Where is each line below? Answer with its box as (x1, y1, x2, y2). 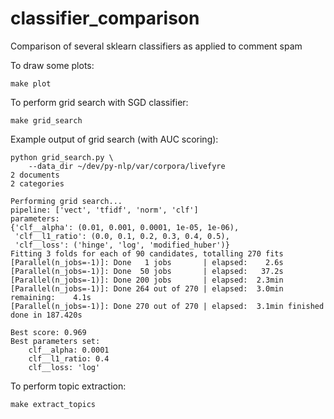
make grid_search (10, 115, 83, 126)
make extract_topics (10, 399, 97, 409)
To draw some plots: (10, 59, 95, 71)
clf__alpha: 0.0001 (28, 345, 110, 355)
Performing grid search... (10, 196, 123, 206)
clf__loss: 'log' (28, 362, 101, 372)
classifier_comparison (10, 7, 200, 30)
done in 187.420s (10, 310, 83, 320)
